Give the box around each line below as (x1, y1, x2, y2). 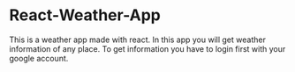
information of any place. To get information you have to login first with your (9, 43, 286, 54)
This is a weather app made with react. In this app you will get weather (9, 34, 267, 45)
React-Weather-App (9, 5, 161, 25)
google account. (9, 53, 69, 63)
